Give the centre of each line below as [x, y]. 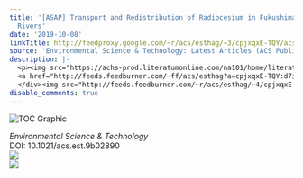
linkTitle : [30, 43]
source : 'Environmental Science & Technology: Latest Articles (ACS [141, 51]
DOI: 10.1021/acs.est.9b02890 [64, 146]
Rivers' [32, 26]
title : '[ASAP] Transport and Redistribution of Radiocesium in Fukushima [153, 18]
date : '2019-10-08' [46, 34]
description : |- [40, 59]
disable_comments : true [54, 93]
